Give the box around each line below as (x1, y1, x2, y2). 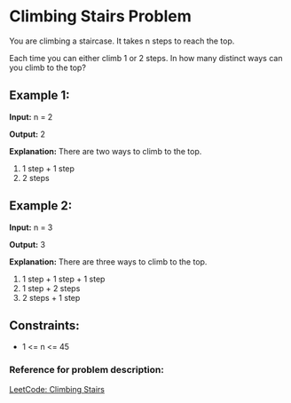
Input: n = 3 (9, 222, 53, 233)
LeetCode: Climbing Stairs (9, 383, 105, 394)
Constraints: (9, 318, 80, 333)
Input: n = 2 (9, 111, 53, 122)
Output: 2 (9, 129, 46, 139)
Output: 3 (9, 239, 46, 249)
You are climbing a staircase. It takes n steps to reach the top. (9, 36, 235, 46)
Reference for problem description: (9, 364, 164, 376)
